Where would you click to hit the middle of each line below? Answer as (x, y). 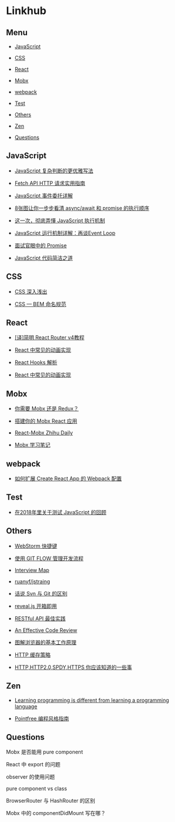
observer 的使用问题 (30, 777)
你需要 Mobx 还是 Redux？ (47, 409)
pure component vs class (37, 789)
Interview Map (32, 570)
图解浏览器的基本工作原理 (45, 642)
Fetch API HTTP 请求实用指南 (50, 183)
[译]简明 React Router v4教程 (49, 338)
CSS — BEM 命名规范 (40, 304)
